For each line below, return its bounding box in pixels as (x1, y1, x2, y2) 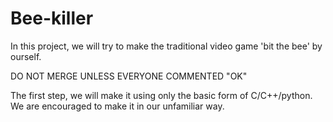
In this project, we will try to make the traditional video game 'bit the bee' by (10, 40, 323, 52)
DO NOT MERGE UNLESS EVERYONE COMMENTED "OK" (10, 70, 248, 82)
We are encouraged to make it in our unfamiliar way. (10, 100, 225, 112)
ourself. (10, 50, 42, 62)
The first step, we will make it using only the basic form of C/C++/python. (10, 89, 313, 101)
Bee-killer (10, 7, 94, 30)
